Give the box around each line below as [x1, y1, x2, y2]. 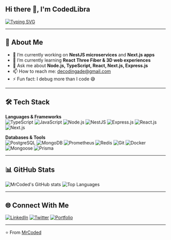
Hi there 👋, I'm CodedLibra [5, 5, 91, 14]
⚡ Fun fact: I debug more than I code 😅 [12, 76, 96, 82]
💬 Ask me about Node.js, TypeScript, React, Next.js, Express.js [12, 62, 149, 69]
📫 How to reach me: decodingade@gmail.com [12, 68, 111, 74]
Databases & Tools [5, 134, 46, 140]
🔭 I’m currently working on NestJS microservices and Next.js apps [12, 51, 155, 57]
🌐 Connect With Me [5, 201, 69, 209]
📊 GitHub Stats [5, 165, 55, 174]
